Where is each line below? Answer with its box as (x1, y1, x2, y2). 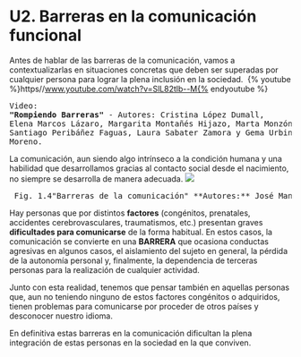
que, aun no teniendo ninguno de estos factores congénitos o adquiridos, (9, 291, 280, 302)
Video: (9, 100, 39, 111)
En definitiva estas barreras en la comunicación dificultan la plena (9, 327, 253, 338)
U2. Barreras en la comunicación (9, 6, 257, 27)
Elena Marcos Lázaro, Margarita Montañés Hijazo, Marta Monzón (9, 118, 293, 129)
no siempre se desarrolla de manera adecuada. (9, 173, 184, 184)
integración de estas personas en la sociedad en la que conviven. (9, 337, 252, 348)
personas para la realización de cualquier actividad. (9, 264, 200, 275)
